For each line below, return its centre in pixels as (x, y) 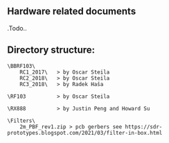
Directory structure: (51, 50)
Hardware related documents (72, 11)
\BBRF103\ (21, 66)
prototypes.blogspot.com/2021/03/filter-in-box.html (85, 133)
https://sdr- (144, 127)
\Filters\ (21, 121)
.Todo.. (17, 28)
